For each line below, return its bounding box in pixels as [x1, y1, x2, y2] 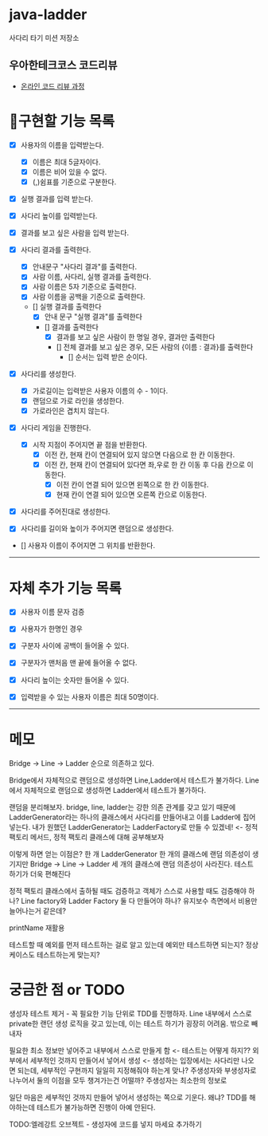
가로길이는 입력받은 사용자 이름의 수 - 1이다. [32, 385, 169, 396]
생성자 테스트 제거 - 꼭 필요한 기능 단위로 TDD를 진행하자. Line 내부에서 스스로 [9, 1008, 253, 1018]
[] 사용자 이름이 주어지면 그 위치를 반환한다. [20, 541, 156, 550]
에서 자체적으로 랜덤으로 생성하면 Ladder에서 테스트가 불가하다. [9, 785, 207, 795]
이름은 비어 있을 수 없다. [32, 167, 107, 176]
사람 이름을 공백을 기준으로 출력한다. [32, 292, 146, 302]
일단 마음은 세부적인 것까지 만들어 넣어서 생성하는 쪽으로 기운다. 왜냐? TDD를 [9, 1092, 248, 1102]
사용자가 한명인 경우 [20, 624, 83, 633]
